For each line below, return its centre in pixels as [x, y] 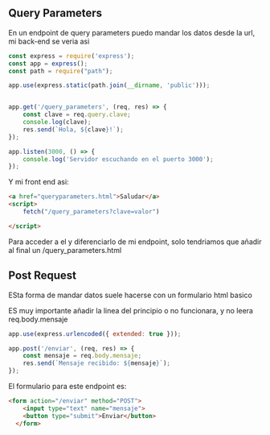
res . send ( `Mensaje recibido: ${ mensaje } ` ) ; [97, 363]
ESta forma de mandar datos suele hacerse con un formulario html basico [131, 295]
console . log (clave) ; [57, 122]
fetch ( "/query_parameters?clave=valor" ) [91, 212]
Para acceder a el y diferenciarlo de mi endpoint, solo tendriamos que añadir [135, 242]
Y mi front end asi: [39, 182]
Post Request [43, 276]
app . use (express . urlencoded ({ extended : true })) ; [95, 333]
